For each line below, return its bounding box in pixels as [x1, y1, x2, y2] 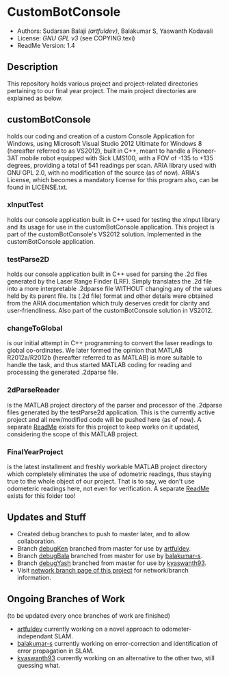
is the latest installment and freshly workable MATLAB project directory [7, 463, 207, 471]
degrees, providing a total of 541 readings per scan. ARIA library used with [7, 161, 217, 169]
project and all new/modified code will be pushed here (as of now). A [7, 415, 202, 423]
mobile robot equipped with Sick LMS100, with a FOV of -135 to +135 [20, 153, 214, 162]
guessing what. [16, 661, 60, 669]
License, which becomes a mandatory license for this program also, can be [7, 175, 219, 184]
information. [16, 573, 51, 581]
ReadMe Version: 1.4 [16, 41, 75, 49]
